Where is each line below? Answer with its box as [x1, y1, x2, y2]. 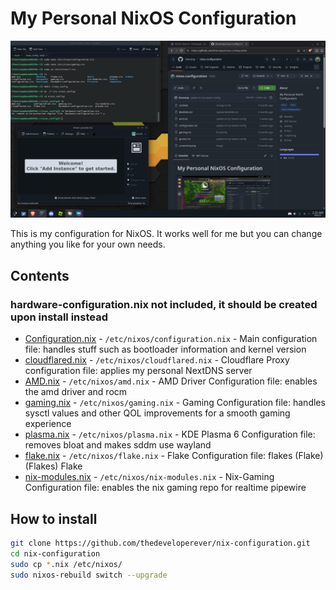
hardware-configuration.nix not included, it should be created [10, 297, 318, 311]
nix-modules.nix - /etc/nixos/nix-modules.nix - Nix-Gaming [24, 471, 275, 483]
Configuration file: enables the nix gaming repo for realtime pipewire [24, 482, 307, 494]
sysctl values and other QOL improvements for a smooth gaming [24, 407, 291, 419]
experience [24, 418, 72, 430]
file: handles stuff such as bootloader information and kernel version [24, 343, 307, 356]
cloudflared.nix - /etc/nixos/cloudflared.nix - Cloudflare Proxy [24, 354, 290, 366]
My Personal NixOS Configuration [10, 7, 297, 30]
